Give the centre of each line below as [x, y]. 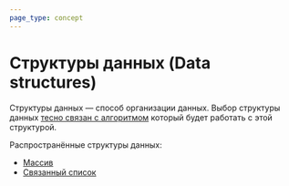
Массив [38, 162]
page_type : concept [46, 18]
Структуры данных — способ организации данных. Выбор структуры [145, 108]
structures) [53, 82]
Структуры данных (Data [110, 62]
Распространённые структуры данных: [86, 145]
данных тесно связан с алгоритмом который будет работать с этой [141, 117]
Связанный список [59, 172]
